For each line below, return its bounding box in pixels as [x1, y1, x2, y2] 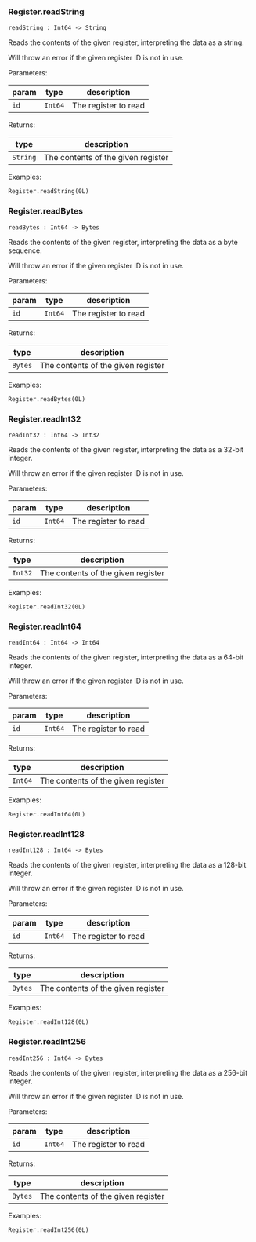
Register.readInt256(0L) [8, 1226, 89, 1234]
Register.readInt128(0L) [8, 1018, 89, 1026]
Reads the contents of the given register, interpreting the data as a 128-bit [8, 860, 247, 870]
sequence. [8, 246, 43, 255]
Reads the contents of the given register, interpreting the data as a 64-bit [8, 652, 244, 662]
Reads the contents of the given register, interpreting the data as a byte [8, 237, 239, 247]
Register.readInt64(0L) [8, 811, 86, 819]
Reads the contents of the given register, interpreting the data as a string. [8, 38, 244, 47]
